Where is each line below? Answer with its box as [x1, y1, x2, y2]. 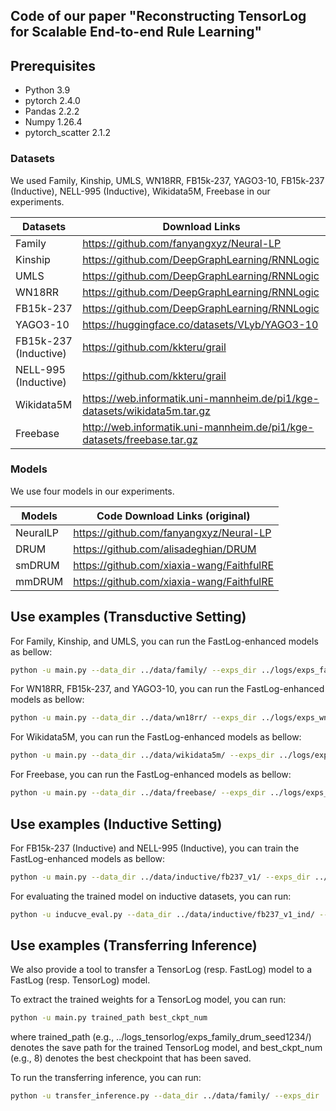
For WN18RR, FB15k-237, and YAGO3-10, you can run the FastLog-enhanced [10, 683, 325, 695]
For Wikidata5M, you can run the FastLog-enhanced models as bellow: [10, 731, 302, 743]
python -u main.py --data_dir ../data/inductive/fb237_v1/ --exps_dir [10, 872, 311, 882]
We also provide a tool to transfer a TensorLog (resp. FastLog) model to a [10, 964, 313, 976]
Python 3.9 [24, 84, 71, 96]
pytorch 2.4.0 [24, 95, 81, 107]
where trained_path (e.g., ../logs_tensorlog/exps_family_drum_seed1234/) [10, 1031, 312, 1043]
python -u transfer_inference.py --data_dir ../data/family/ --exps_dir [10, 1091, 320, 1101]
